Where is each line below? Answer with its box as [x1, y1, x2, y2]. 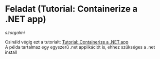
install [5, 49, 17, 55]
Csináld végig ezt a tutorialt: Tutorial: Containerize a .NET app [5, 39, 129, 44]
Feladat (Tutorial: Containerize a [5, 3, 138, 15]
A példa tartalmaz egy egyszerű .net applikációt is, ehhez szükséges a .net [5, 44, 155, 50]
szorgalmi [5, 29, 25, 35]
